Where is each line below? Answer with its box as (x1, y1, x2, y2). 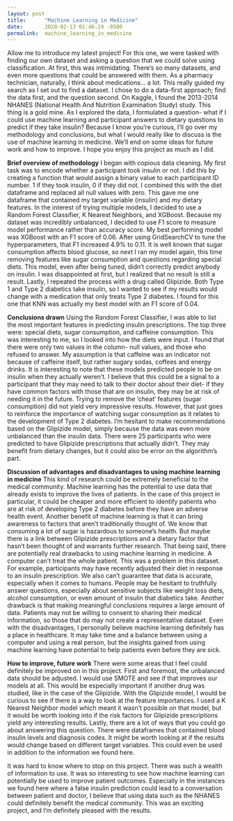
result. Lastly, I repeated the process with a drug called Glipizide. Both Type (7, 277, 224, 286)
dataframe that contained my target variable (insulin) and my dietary (7, 196, 203, 205)
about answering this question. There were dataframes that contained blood (7, 726, 225, 734)
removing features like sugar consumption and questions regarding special (7, 256, 222, 264)
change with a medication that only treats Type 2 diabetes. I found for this (7, 293, 219, 301)
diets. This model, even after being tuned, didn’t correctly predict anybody (7, 262, 220, 271)
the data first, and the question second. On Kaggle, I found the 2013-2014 (7, 94, 218, 102)
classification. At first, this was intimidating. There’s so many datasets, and (7, 64, 220, 72)
